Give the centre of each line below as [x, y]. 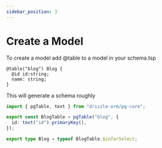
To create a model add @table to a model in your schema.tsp [81, 58]
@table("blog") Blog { [34, 69]
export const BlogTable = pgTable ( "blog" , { [62, 117]
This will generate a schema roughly [51, 95]
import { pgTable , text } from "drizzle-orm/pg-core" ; [76, 106]
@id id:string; [30, 74]
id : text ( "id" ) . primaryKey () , [49, 123]
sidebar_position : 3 [32, 12]
